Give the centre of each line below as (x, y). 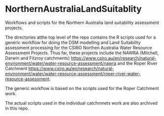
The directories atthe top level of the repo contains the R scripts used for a (81, 37)
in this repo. (17, 108)
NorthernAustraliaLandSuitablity (73, 9)
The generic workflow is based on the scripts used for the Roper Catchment (82, 88)
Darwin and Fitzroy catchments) (38, 58)
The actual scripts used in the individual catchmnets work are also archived (82, 103)
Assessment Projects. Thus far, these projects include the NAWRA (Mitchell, (82, 53)
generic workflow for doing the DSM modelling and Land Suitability (73, 42)
